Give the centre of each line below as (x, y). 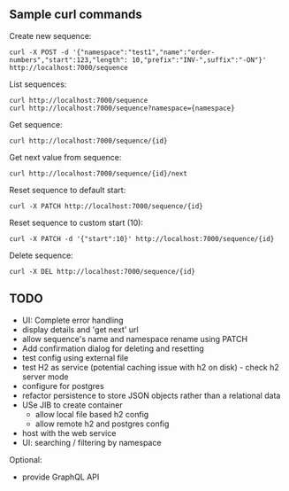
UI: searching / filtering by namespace (91, 442)
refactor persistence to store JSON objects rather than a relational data (151, 395)
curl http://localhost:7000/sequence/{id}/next (99, 173)
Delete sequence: (41, 255)
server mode (45, 377)
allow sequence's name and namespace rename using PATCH (135, 339)
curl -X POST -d (39, 52)
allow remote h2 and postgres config (102, 424)
